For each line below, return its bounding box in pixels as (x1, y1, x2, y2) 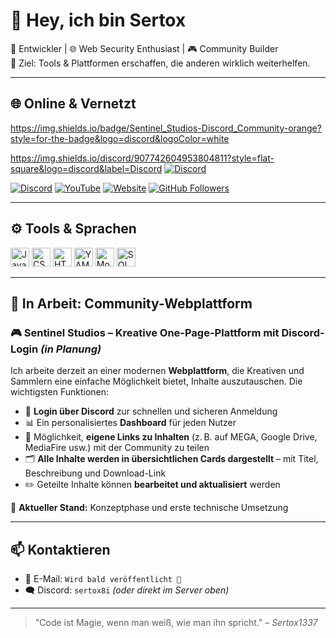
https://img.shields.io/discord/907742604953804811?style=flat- (10, 152, 275, 164)
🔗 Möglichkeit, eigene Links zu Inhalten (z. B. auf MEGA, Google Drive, (24, 431, 318, 443)
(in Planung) (40, 342, 102, 356)
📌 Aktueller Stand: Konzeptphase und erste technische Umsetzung (10, 502, 289, 514)
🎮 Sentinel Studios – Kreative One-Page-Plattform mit (10, 325, 280, 339)
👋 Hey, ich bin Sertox (10, 9, 187, 32)
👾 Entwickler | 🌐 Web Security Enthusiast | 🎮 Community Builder (10, 42, 279, 54)
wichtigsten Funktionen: (10, 386, 110, 398)
